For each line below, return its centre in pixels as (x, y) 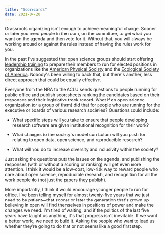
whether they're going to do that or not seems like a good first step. (74, 226)
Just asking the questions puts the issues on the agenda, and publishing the (82, 159)
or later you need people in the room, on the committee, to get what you (78, 33)
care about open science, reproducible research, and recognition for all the (81, 174)
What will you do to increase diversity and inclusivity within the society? (85, 149)
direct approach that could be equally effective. (53, 80)
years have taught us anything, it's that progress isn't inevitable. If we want (81, 215)
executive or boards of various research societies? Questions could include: (82, 110)
